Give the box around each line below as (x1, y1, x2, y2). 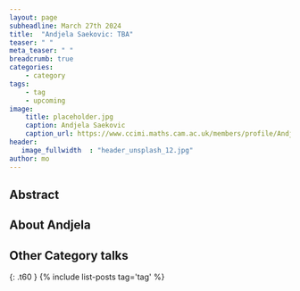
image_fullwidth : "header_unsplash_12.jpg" (21, 145, 194, 154)
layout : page (9, 12, 58, 22)
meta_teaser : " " (9, 46, 74, 55)
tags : (9, 79, 29, 88)
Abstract (9, 187, 60, 202)
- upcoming (25, 96, 66, 105)
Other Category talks (9, 247, 129, 263)
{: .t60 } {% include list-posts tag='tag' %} (9, 271, 165, 282)
